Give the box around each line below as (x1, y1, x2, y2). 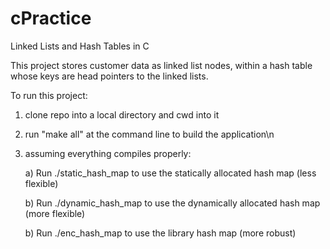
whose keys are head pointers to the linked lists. (10, 70, 209, 82)
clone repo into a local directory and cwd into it (24, 108, 220, 121)
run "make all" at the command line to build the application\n (24, 128, 275, 140)
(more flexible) (24, 207, 86, 219)
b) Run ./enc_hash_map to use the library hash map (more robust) (24, 227, 297, 239)
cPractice (10, 7, 92, 30)
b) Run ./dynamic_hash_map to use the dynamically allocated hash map (24, 197, 321, 209)
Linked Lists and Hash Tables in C (10, 40, 150, 52)
